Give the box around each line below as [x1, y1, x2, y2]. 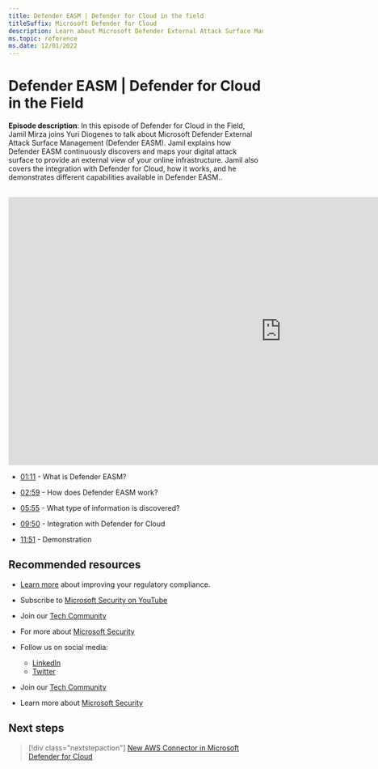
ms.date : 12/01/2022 [8, 42, 78, 50]
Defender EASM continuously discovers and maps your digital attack [8, 147, 237, 156]
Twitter [31, 666, 57, 676]
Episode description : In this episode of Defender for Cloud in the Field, [8, 121, 246, 130]
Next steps [8, 721, 65, 735]
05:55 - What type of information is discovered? [19, 503, 180, 513]
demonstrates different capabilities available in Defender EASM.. [8, 172, 223, 182]
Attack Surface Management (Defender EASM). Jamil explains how [8, 138, 232, 148]
